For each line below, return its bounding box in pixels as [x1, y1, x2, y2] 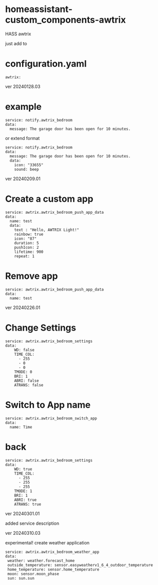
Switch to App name [5, 399, 91, 410]
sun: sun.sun [7, 575, 35, 580]
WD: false [14, 347, 35, 352]
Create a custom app [5, 193, 93, 204]
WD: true [14, 467, 32, 472]
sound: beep [14, 167, 39, 172]
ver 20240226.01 [5, 305, 41, 311]
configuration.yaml [5, 58, 87, 70]
